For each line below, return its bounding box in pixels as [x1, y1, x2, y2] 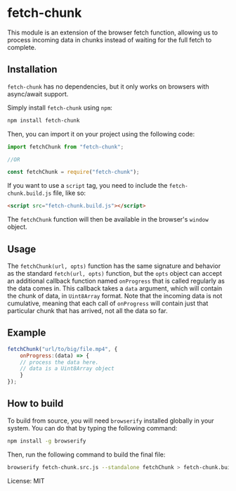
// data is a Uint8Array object [20, 365, 114, 372]
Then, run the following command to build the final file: [7, 450, 166, 459]
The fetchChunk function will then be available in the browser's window [7, 215, 209, 224]
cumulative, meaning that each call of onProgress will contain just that [7, 299, 209, 307]
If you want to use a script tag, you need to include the [7, 181, 168, 190]
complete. [7, 43, 37, 51]
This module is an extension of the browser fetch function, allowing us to [7, 28, 218, 37]
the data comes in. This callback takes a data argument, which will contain [7, 283, 223, 293]
